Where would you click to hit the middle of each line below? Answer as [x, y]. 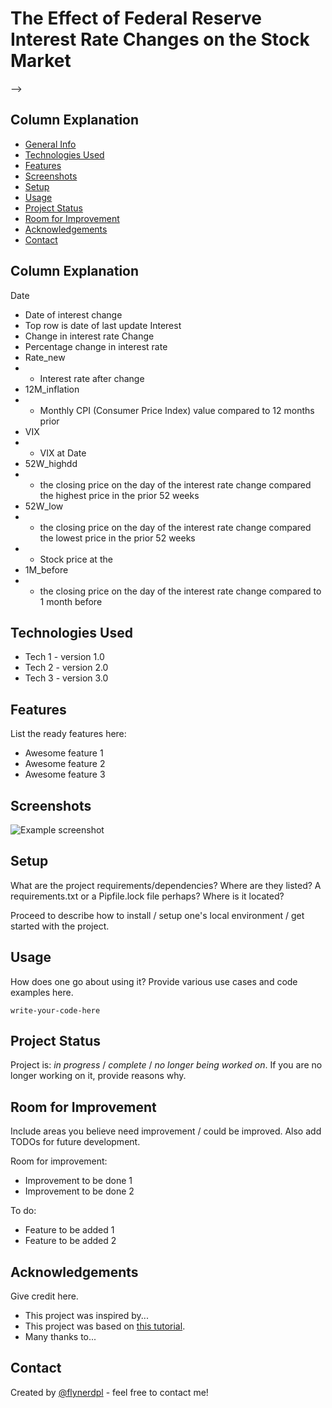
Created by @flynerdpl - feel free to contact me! [109, 1392]
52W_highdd [51, 463]
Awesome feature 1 [64, 753]
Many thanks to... [60, 1337]
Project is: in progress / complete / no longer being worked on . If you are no [166, 1065]
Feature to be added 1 [69, 1230]
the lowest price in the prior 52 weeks [117, 538]
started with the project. [60, 926]
